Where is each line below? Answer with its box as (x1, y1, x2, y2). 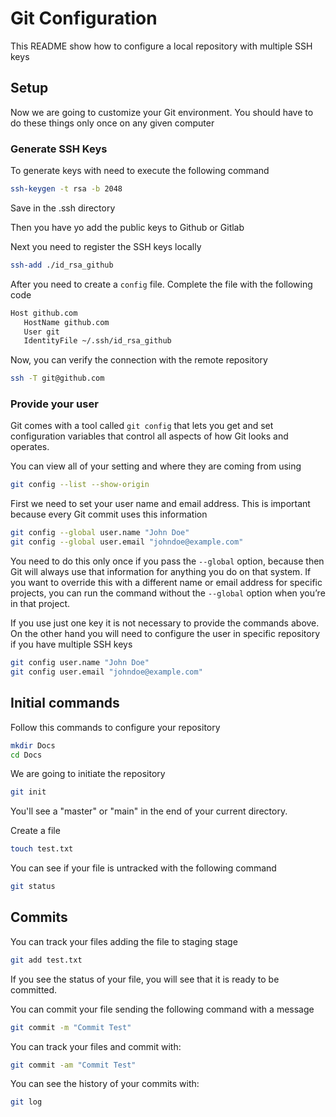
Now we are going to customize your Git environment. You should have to (10, 106, 314, 118)
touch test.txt (10, 844, 74, 854)
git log (10, 1097, 43, 1107)
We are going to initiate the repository (10, 768, 166, 780)
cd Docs (10, 750, 43, 760)
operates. (10, 441, 50, 453)
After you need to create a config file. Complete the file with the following (10, 278, 313, 290)
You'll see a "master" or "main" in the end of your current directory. (10, 805, 288, 817)
